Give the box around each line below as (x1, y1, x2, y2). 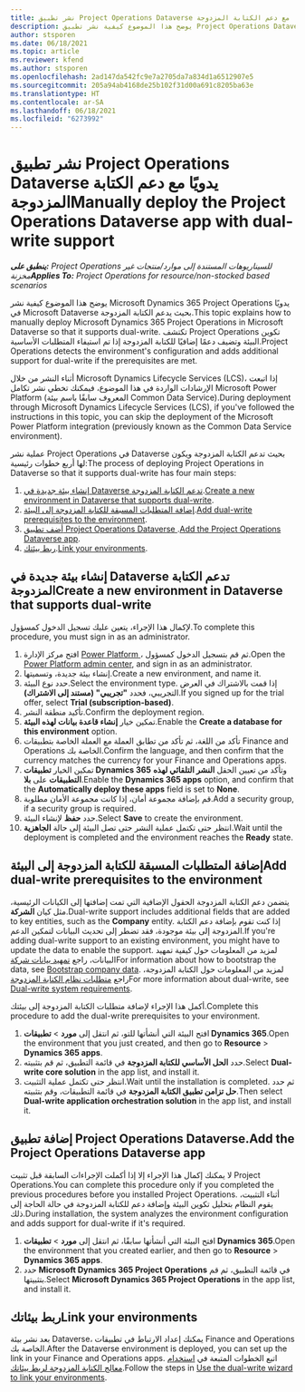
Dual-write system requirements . (10, 983, 133, 994)
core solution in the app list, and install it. (44, 1066, 200, 1077)
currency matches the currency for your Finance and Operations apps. (23, 754, 288, 765)
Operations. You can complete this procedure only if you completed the (10, 1179, 275, 1190)
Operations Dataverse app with (10, 211, 250, 232)
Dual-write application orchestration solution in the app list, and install (23, 1095, 292, 1106)
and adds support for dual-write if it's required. (10, 1217, 186, 1229)
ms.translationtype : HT (10, 89, 100, 98)
